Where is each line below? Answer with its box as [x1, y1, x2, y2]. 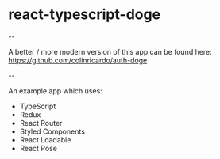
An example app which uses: [8, 85, 103, 96]
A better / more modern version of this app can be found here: [8, 47, 212, 56]
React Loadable [19, 134, 71, 144]
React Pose [19, 143, 58, 153]
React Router [19, 118, 63, 127]
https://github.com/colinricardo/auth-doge [8, 55, 148, 65]
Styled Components [19, 127, 86, 136]
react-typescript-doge [8, 6, 161, 24]
